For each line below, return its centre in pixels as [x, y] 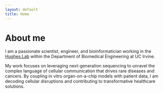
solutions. [15, 86]
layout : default [21, 9]
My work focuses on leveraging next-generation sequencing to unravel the [80, 66]
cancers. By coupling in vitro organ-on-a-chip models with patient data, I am [82, 76]
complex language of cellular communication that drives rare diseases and [80, 71]
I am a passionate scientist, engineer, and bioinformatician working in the [78, 51]
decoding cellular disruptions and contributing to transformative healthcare [80, 81]
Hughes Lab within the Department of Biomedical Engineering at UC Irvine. [80, 57]
